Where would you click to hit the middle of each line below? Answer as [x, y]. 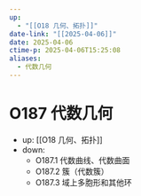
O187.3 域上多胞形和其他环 [84, 182]
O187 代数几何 [61, 114]
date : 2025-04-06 [41, 42]
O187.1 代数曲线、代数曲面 [82, 160]
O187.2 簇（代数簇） [72, 171]
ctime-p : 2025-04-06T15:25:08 [65, 51]
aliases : [25, 59]
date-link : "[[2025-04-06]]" [63, 34]
